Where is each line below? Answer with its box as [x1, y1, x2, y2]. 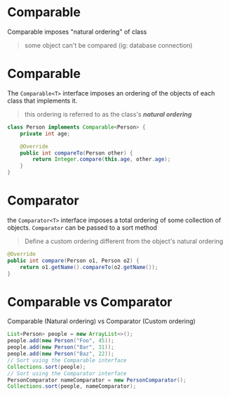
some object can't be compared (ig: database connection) [24, 41, 193, 49]
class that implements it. [7, 96, 78, 105]
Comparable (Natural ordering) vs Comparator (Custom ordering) [7, 317, 196, 325]
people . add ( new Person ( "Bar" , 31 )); [7, 344, 114, 351]
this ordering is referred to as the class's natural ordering [24, 110, 192, 118]
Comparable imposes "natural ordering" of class [7, 27, 147, 36]
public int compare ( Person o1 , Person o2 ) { [7, 257, 140, 264]
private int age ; [20, 130, 71, 137]
